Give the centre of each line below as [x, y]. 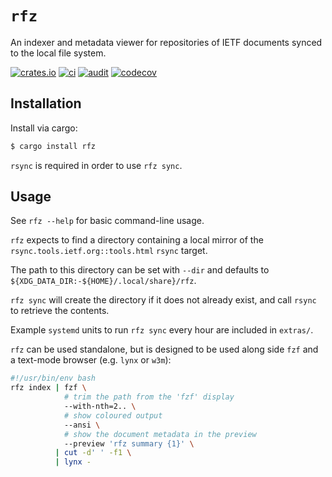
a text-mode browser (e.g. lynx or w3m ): [91, 360]
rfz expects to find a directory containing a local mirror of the [137, 240]
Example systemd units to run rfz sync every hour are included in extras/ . [162, 330]
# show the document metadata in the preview [160, 434]
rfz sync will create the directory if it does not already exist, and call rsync [163, 300]
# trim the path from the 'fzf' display [149, 397]
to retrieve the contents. [60, 311]
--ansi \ [82, 425]
